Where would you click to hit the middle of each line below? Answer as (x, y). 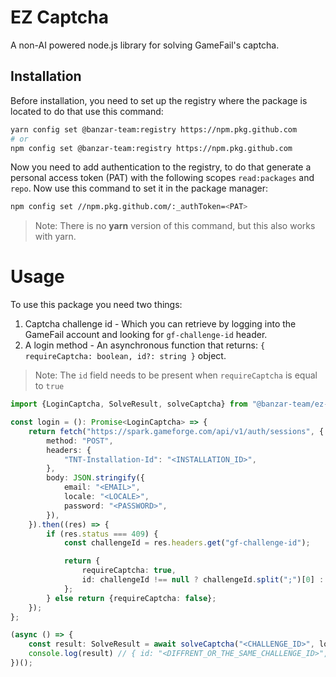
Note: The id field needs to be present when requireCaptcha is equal (176, 375)
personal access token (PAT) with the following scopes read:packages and (162, 178)
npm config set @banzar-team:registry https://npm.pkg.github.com (151, 148)
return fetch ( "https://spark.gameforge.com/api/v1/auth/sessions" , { (176, 431)
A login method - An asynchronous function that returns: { (145, 345)
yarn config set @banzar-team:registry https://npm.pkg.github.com (154, 129)
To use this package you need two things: (96, 305)
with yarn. (55, 237)
